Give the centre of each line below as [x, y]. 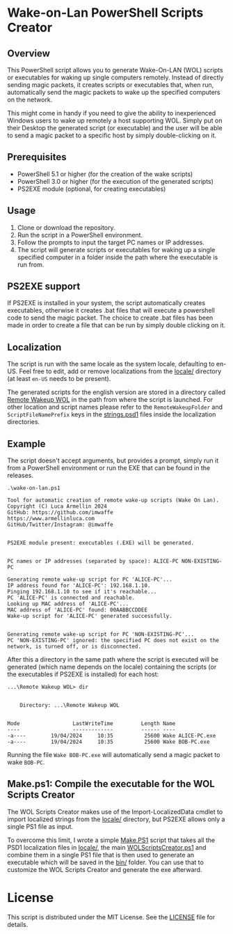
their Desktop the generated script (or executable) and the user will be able [115, 128]
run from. [31, 264]
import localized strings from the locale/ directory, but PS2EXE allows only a [116, 819]
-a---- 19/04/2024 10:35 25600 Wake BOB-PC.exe [109, 742]
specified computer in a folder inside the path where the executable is [118, 257]
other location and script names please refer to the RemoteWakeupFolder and [115, 407]
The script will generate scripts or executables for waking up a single [116, 249]
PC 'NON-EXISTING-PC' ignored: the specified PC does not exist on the [113, 641]
